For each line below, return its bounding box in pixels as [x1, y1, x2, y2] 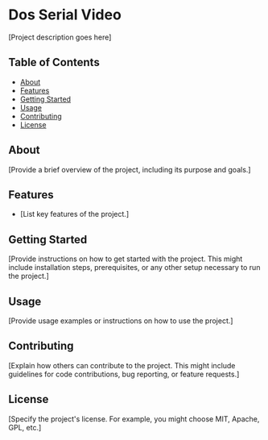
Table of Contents [8, 56, 101, 69]
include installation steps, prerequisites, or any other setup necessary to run [8, 263, 261, 272]
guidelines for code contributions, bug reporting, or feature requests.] [8, 369, 240, 379]
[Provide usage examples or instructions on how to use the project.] [8, 316, 233, 326]
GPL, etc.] [8, 422, 42, 432]
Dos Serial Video [8, 6, 122, 24]
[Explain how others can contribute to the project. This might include [8, 360, 236, 370]
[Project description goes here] [8, 32, 112, 42]
